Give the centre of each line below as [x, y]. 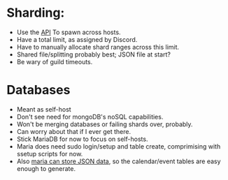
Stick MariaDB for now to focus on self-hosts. [82, 139]
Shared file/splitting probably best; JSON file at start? [93, 54]
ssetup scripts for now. [50, 153]
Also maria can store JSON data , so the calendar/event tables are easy [119, 161]
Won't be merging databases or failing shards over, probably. [105, 124]
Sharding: [36, 13]
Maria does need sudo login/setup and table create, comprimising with [119, 146]
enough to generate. [46, 168]
